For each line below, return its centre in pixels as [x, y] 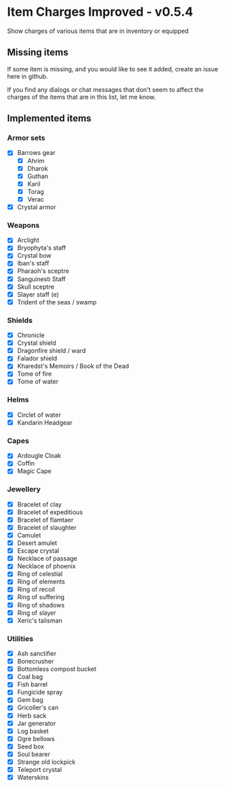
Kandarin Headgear [45, 422]
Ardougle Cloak [39, 456]
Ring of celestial [40, 574]
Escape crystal [38, 551]
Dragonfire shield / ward [51, 351]
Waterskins [33, 777]
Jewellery [24, 489]
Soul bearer [33, 754]
